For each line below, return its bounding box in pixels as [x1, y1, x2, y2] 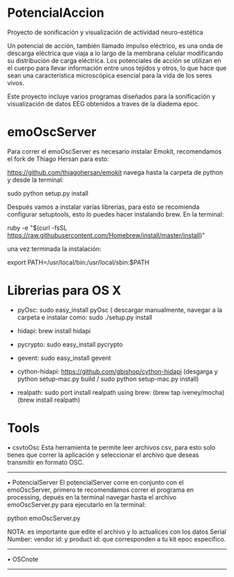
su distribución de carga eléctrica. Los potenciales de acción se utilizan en [7, 56, 221, 64]
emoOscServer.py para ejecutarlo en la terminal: [7, 500, 146, 509]
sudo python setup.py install [7, 189, 88, 197]
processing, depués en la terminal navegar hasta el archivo [7, 492, 177, 501]
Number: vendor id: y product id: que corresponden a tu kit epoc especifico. [7, 534, 226, 543]
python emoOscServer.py [7, 513, 81, 522]
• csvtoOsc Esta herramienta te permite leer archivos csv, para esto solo [7, 443, 216, 451]
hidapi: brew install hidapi [17, 326, 91, 335]
